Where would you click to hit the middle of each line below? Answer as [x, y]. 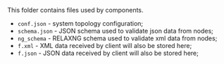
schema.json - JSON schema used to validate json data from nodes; [115, 31]
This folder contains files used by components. [75, 10]
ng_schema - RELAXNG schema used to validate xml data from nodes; [117, 38]
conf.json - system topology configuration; [80, 23]
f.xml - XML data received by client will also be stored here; [105, 46]
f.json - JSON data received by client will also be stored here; [108, 53]
